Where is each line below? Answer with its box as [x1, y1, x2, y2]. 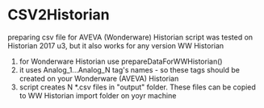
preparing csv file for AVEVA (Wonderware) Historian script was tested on [7, 32, 254, 42]
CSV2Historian [7, 6, 110, 24]
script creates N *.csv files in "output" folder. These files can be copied [19, 82, 256, 92]
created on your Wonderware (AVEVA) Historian [19, 73, 179, 83]
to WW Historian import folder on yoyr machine [19, 90, 177, 100]
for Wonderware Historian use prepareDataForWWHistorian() [19, 56, 223, 66]
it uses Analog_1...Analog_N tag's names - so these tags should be [19, 64, 240, 74]
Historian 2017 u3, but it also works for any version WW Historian [7, 40, 224, 50]
